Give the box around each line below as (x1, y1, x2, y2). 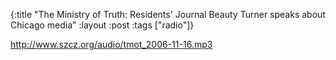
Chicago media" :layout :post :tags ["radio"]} (10, 19, 195, 31)
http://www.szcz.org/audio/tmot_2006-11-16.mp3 (10, 39, 213, 50)
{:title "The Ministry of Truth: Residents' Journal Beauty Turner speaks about (10, 9, 326, 20)
